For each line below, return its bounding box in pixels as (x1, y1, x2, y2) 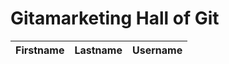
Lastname (74, 43, 123, 57)
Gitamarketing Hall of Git (10, 7, 220, 30)
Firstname (15, 43, 65, 57)
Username (132, 43, 183, 57)
